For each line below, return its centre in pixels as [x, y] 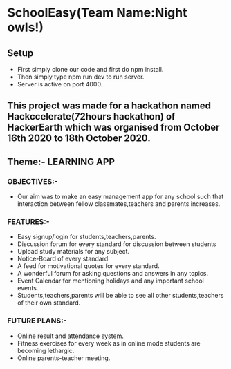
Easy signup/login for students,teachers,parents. [86, 237]
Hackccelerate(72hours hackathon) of [91, 116]
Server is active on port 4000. [60, 84]
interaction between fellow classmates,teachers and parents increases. [119, 204]
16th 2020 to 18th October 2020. [79, 139]
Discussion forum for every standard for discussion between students [117, 244]
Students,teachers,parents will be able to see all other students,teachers [120, 296]
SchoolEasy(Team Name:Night [97, 13]
